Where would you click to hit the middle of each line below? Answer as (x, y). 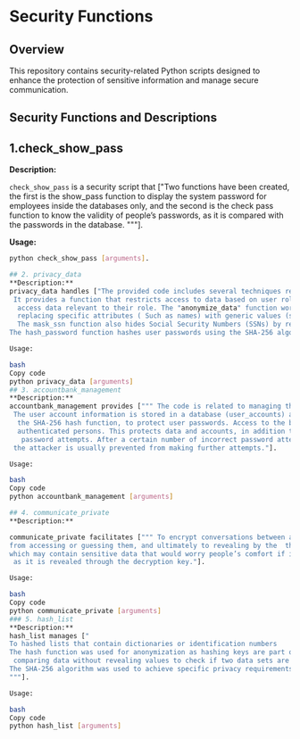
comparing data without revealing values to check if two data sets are (151, 661)
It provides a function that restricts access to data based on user (145, 299)
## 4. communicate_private (59, 513)
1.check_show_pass (66, 148)
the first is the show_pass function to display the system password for (138, 196)
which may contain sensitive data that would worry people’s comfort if (147, 554)
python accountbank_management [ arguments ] (92, 497)
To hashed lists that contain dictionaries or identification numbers (143, 644)
